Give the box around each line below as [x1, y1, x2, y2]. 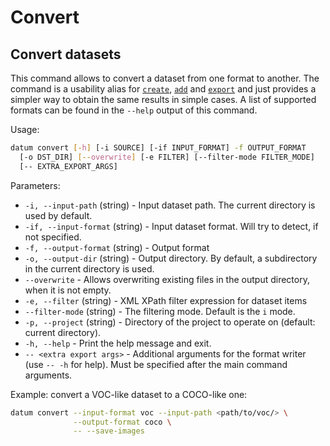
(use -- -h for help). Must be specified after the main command [24, 358, 288, 370]
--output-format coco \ [73, 417, 172, 427]
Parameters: [10, 179, 61, 191]
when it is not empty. [24, 284, 112, 296]
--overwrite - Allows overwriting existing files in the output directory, [24, 273, 310, 285]
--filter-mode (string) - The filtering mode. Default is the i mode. [24, 305, 296, 317]
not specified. [24, 231, 82, 243]
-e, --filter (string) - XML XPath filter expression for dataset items [24, 294, 308, 306]
